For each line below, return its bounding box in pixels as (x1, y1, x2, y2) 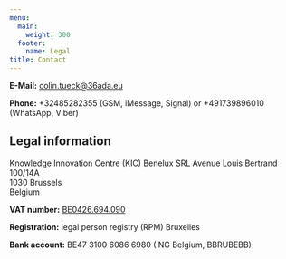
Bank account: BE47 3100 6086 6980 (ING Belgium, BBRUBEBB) (9, 239, 252, 250)
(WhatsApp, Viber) (9, 108, 79, 118)
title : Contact (9, 55, 67, 64)
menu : (9, 13, 30, 23)
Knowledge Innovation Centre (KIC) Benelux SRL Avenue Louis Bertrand (9, 158, 278, 168)
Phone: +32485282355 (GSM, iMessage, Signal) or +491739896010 (9, 98, 264, 109)
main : (17, 22, 39, 31)
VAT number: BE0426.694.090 (9, 204, 126, 215)
